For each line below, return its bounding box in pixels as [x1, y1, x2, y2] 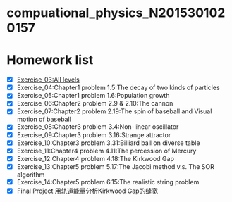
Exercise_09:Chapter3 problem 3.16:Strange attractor [16, 130, 171, 139]
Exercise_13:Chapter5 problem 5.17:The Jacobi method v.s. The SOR [16, 162, 214, 170]
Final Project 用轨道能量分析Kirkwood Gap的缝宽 [16, 187, 158, 195]
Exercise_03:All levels [16, 75, 80, 84]
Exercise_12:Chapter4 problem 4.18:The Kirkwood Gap [16, 154, 174, 163]
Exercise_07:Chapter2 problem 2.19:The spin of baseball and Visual [16, 107, 212, 115]
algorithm [16, 170, 45, 179]
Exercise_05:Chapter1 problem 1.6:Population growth [16, 91, 170, 100]
